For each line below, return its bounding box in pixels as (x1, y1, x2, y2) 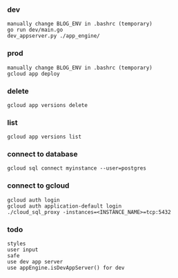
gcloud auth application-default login (7, 202, 122, 210)
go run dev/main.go (7, 26, 63, 34)
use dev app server (7, 259, 63, 266)
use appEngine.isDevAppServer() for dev (7, 264, 126, 272)
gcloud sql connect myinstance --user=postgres (7, 165, 147, 172)
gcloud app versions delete (7, 101, 88, 108)
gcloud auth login (7, 197, 60, 203)
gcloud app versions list (7, 133, 81, 141)
